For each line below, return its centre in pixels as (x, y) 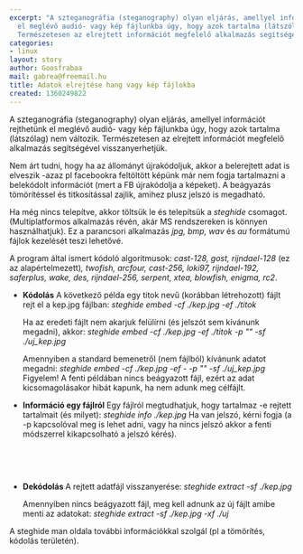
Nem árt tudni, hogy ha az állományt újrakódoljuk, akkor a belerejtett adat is (150, 165)
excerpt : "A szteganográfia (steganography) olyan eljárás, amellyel (143, 18)
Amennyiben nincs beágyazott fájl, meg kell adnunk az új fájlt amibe (149, 503)
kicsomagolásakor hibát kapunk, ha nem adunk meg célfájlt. (134, 387)
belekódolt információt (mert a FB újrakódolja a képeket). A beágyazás (140, 184)
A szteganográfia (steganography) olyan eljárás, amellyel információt (138, 119)
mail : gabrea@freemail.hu (58, 77)
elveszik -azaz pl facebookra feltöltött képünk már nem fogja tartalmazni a (147, 175)
